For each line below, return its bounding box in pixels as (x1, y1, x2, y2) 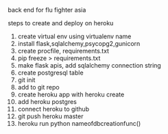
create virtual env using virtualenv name (17, 32, 132, 40)
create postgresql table (17, 68, 84, 77)
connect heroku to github (17, 105, 90, 113)
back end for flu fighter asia (8, 6, 86, 14)
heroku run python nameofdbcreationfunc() (17, 120, 141, 127)
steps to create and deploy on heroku (8, 19, 114, 27)
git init (17, 76, 36, 84)
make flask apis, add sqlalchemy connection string (17, 62, 162, 69)
